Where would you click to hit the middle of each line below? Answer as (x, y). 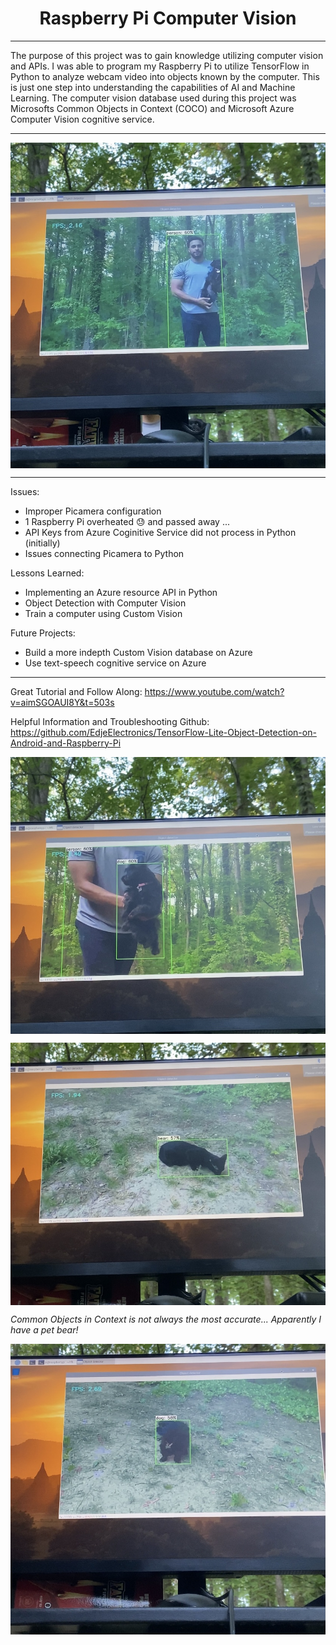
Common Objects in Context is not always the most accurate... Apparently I (166, 1319)
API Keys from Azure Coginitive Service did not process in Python (160, 532)
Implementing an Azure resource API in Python (121, 592)
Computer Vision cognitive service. (82, 119)
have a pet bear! (44, 1329)
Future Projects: (43, 633)
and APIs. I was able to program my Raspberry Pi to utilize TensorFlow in (160, 66)
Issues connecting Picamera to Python (104, 553)
